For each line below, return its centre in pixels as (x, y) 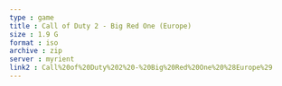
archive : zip (36, 51)
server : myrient (42, 59)
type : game (32, 17)
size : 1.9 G (34, 34)
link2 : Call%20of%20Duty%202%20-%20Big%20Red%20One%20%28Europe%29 (141, 68)
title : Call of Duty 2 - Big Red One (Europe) (101, 26)
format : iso (34, 43)
